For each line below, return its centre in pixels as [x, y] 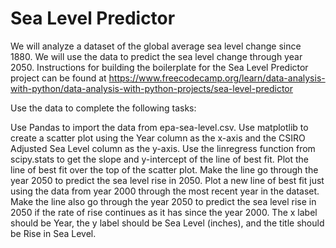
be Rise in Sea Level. [53, 233]
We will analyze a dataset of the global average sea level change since [156, 46]
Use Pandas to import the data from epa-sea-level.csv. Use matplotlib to [159, 127]
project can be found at [58, 78]
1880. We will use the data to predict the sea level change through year [156, 56]
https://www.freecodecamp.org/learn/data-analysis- [217, 78]
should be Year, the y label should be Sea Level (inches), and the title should [167, 223]
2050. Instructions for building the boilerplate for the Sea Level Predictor [159, 67]
